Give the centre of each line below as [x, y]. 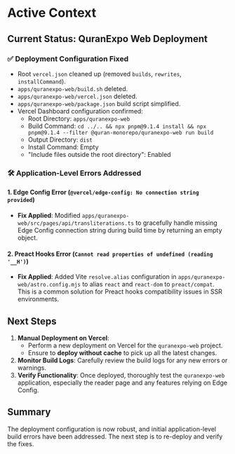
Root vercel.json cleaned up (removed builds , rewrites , [100, 74]
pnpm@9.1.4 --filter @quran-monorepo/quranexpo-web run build [121, 132]
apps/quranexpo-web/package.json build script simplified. [99, 104]
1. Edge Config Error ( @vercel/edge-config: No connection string [103, 192]
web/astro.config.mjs [49, 285]
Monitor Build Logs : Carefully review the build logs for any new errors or [122, 360]
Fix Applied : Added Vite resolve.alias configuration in [97, 277]
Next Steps [32, 321]
